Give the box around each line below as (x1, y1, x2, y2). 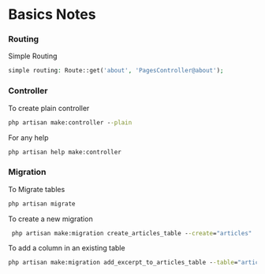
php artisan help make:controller (8, 148, 122, 156)
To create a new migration (8, 214, 93, 224)
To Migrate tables (8, 184, 65, 194)
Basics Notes (8, 6, 96, 24)
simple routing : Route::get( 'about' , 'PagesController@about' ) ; (8, 67, 224, 75)
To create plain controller (8, 103, 90, 113)
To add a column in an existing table (8, 243, 125, 253)
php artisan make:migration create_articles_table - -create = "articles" (11, 229, 252, 237)
